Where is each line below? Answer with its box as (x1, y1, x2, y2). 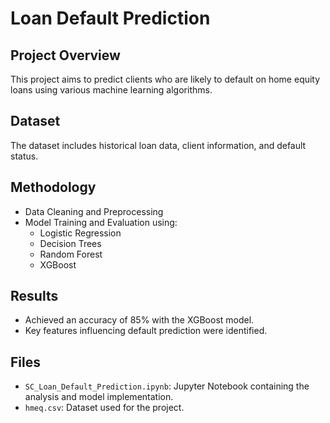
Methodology (10, 179, 97, 196)
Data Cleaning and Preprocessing (24, 205, 164, 217)
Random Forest (39, 248, 103, 260)
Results (10, 288, 59, 305)
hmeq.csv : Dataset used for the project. (24, 402, 185, 414)
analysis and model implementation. (24, 391, 174, 403)
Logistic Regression (39, 227, 122, 239)
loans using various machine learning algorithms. (10, 84, 213, 96)
